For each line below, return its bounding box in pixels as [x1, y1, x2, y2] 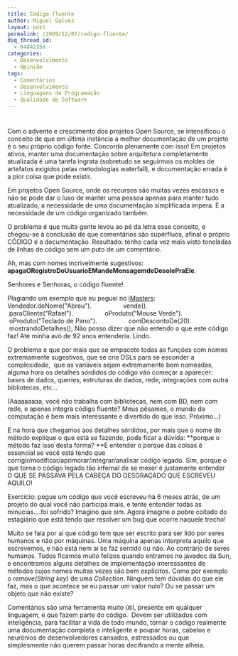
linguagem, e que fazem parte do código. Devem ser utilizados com [7, 611, 207, 619]
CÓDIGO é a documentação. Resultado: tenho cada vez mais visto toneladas [7, 237, 232, 246]
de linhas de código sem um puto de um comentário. [7, 245, 162, 254]
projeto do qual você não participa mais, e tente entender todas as [7, 500, 202, 509]
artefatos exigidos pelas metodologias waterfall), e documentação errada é [7, 165, 227, 173]
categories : [7, 50, 43, 58]
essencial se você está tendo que [7, 448, 106, 457]
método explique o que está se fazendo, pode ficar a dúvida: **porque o [7, 434, 220, 442]
